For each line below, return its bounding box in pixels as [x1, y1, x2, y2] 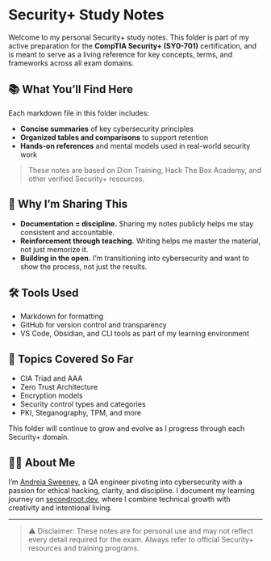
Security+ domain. [8, 432, 70, 442]
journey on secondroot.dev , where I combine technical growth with [8, 495, 231, 504]
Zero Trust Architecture [19, 382, 98, 392]
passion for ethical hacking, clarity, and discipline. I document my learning [8, 486, 256, 495]
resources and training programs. [27, 543, 140, 553]
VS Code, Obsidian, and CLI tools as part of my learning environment [19, 329, 250, 339]
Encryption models [19, 390, 83, 401]
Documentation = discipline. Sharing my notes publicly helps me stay [19, 218, 254, 228]
